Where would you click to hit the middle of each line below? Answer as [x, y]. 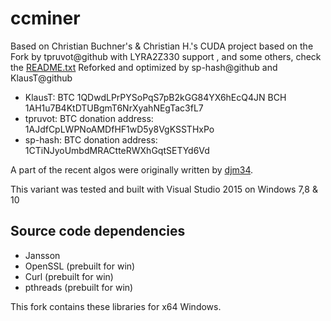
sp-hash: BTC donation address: [91, 139]
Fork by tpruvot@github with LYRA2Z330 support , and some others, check [166, 56]
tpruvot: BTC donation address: [89, 118]
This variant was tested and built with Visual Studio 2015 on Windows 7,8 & [164, 189]
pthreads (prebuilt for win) [79, 287]
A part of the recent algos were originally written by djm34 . [132, 169]
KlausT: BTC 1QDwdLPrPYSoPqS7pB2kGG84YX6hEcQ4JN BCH [155, 97]
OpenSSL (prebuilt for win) [80, 266]
